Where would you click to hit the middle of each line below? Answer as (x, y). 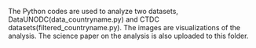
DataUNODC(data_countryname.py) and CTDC (84, 19)
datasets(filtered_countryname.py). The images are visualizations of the (124, 27)
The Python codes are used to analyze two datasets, (93, 11)
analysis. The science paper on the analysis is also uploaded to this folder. (128, 36)
